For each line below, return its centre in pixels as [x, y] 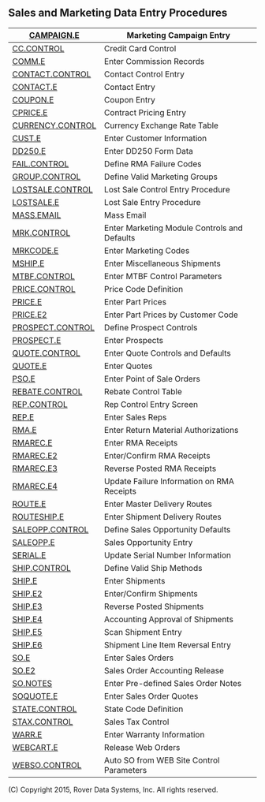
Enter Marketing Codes [147, 250]
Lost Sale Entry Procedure [152, 202]
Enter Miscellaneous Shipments [162, 263]
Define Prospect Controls [151, 327]
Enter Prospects [134, 340]
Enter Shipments [134, 580]
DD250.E [29, 151]
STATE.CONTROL [45, 709]
